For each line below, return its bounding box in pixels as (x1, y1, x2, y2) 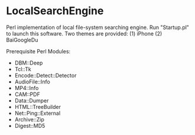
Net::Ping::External (14, 110, 61, 117)
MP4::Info (14, 84, 39, 91)
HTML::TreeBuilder (14, 103, 61, 110)
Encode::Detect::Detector (14, 72, 77, 79)
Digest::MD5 (14, 122, 45, 129)
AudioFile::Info (14, 78, 50, 85)
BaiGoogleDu (6, 36, 38, 43)
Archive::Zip (14, 115, 44, 123)
